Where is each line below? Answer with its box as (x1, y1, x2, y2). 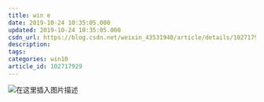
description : (8, 41, 51, 49)
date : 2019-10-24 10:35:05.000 (8, 19, 111, 27)
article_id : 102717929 (8, 63, 82, 71)
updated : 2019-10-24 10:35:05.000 (8, 26, 122, 34)
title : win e (8, 11, 51, 20)
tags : (8, 48, 26, 56)
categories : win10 (8, 56, 68, 64)
